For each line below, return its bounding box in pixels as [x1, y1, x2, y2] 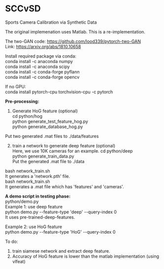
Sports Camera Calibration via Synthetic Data [5, 19, 97, 25]
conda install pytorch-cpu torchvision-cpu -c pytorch [5, 89, 113, 95]
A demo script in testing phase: [5, 193, 70, 199]
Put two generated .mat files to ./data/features [5, 133, 99, 139]
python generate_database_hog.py [12, 124, 83, 130]
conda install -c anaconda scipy [5, 64, 70, 69]
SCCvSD [5, 3, 41, 14]
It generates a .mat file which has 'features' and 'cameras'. [5, 183, 124, 190]
